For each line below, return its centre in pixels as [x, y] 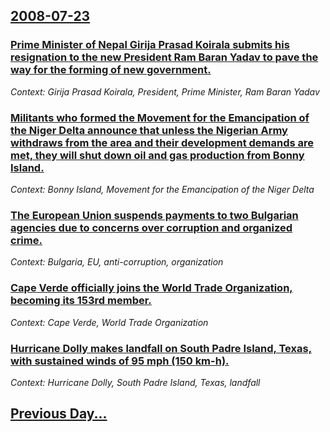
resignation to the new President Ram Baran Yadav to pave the [164, 57]
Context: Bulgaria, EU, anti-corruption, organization [117, 262]
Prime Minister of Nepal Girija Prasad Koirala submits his [150, 45]
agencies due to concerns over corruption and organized [151, 227]
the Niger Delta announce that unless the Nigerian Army [149, 130]
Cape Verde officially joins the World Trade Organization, [151, 288]
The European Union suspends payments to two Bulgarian [154, 215]
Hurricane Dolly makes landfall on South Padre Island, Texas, [161, 348]
